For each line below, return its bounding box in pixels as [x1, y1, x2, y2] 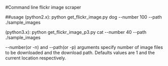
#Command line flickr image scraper [5, 5, 81, 10]
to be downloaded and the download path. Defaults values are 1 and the [5, 50, 155, 55]
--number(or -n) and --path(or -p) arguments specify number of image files [5, 44, 163, 50]
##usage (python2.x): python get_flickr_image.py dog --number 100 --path [5, 14, 162, 20]
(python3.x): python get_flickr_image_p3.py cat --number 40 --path [5, 29, 147, 35]
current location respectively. [5, 55, 66, 61]
